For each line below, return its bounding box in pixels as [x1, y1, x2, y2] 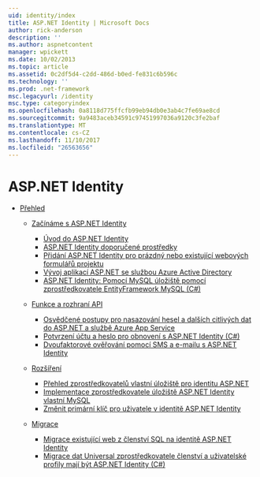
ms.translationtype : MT [8, 121, 87, 129]
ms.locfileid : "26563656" [8, 143, 93, 151]
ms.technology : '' [8, 77, 69, 85]
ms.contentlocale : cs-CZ [8, 129, 90, 136]
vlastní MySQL [43, 396, 91, 405]
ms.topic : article [8, 63, 69, 71]
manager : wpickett [8, 48, 69, 56]
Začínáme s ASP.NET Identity [31, 218, 128, 229]
